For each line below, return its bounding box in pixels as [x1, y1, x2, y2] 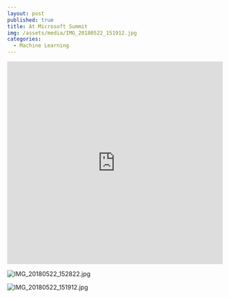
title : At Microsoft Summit [7, 23, 88, 30]
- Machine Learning [13, 42, 70, 49]
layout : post [7, 10, 45, 17]
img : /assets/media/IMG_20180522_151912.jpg [7, 29, 137, 37]
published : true [7, 17, 54, 23]
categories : [7, 36, 41, 43]
